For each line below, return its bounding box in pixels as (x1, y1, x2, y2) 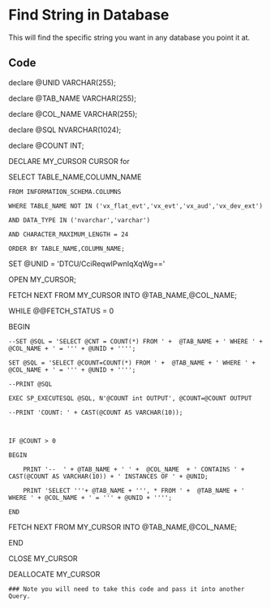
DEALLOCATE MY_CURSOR (8, 569, 101, 579)
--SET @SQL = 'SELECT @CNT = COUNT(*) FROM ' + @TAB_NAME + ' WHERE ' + (8, 337, 264, 346)
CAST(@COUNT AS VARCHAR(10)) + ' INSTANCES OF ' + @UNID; (8, 472, 209, 481)
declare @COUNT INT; (8, 140, 84, 150)
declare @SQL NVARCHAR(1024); (8, 124, 122, 135)
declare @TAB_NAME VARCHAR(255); (8, 93, 136, 103)
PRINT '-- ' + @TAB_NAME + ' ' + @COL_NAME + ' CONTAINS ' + (23, 465, 245, 473)
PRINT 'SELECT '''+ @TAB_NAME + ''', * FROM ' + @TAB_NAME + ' (23, 486, 245, 494)
